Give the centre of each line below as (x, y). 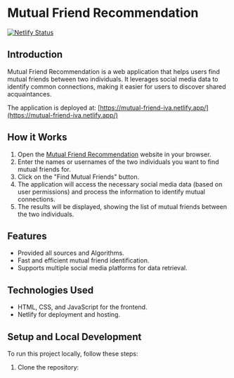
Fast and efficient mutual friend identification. (83, 260)
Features (27, 236)
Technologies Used (50, 290)
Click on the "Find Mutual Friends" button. (78, 177)
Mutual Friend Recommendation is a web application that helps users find (113, 71)
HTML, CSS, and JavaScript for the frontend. (82, 307)
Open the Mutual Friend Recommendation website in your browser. (114, 154)
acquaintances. (30, 94)
